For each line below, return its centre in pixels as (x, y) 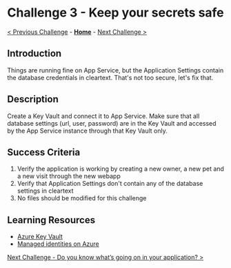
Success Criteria (44, 152)
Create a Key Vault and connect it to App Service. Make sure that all (103, 116)
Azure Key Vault (40, 237)
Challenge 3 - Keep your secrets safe (115, 13)
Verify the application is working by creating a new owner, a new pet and (120, 169)
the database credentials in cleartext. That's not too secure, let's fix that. (110, 77)
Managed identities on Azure (58, 244)
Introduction (34, 54)
